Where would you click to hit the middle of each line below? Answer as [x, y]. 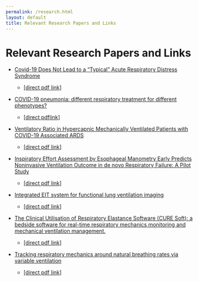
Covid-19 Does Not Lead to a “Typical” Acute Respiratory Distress [96, 69]
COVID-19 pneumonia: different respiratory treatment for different [95, 99]
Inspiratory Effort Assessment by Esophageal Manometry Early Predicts [103, 159]
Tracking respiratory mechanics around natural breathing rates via [96, 254]
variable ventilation [38, 261]
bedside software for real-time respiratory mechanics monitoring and [100, 225]
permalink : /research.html [39, 12]
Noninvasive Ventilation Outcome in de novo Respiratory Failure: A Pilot [103, 165]
